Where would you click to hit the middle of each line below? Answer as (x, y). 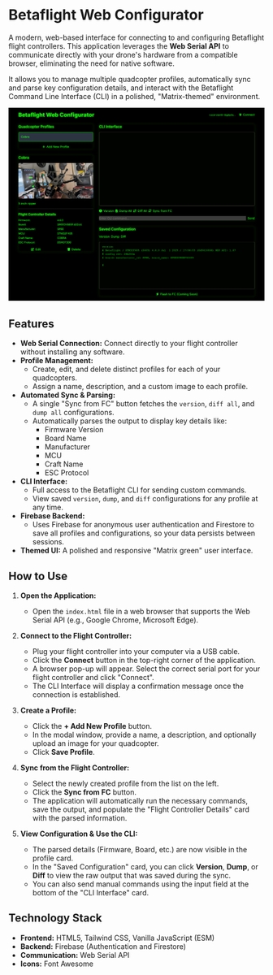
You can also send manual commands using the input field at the (141, 884)
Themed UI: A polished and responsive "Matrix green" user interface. (136, 551)
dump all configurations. (74, 413)
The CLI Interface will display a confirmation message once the (138, 686)
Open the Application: (58, 596)
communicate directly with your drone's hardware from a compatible (123, 54)
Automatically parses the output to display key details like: (130, 421)
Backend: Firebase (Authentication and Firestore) (103, 946)
